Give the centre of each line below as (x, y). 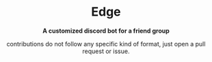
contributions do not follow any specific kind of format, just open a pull (106, 44)
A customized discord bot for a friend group (106, 31)
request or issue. (106, 51)
